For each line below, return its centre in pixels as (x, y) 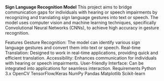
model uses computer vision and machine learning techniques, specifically (81, 22)
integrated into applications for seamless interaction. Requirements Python (81, 68)
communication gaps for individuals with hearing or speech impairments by (81, 12)
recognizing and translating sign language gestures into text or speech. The (82, 17)
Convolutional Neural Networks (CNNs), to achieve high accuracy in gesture (82, 28)
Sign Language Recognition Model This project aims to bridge (68, 7)
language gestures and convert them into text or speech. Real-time (73, 48)
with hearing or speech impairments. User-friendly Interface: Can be (74, 63)
